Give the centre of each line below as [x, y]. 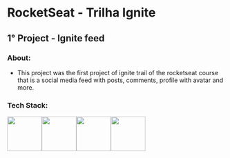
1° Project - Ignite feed [56, 38]
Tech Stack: [28, 105]
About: [19, 58]
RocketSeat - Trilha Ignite [82, 13]
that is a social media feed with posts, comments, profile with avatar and [120, 80]
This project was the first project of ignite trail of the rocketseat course [118, 72]
